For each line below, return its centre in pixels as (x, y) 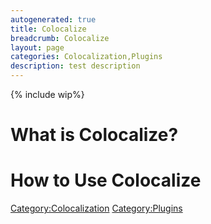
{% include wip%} (47, 94)
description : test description (75, 66)
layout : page (37, 47)
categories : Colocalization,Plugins (86, 57)
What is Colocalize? (94, 135)
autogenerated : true (53, 19)
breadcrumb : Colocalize (60, 38)
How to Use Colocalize (106, 180)
